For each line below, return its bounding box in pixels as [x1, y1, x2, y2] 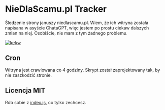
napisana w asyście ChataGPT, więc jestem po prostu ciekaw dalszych [5, 25, 149, 30]
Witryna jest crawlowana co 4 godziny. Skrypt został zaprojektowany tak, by [5, 67, 160, 73]
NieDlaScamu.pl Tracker [5, 3, 107, 15]
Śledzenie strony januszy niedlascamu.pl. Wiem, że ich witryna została [5, 20, 149, 26]
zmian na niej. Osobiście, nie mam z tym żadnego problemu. [5, 30, 128, 36]
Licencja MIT [5, 86, 46, 95]
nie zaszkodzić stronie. [5, 72, 52, 78]
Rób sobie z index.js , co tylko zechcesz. [5, 99, 87, 105]
